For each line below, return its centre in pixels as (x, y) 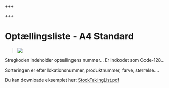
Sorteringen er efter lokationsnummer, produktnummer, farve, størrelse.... (82, 70)
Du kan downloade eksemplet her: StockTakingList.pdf (62, 80)
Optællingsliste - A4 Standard (69, 37)
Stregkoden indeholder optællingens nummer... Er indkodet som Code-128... (85, 60)
